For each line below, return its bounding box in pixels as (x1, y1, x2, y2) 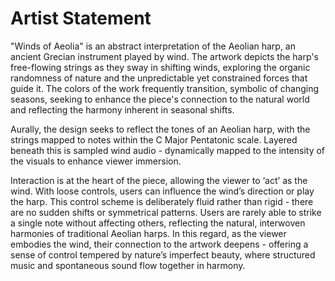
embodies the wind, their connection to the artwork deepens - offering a (10, 238, 309, 250)
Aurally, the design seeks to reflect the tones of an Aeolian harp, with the (10, 123, 311, 135)
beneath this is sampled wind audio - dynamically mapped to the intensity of (10, 144, 326, 156)
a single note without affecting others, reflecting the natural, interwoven (10, 217, 306, 229)
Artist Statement (10, 7, 152, 30)
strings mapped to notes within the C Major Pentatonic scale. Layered (10, 133, 298, 146)
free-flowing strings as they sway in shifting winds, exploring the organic (10, 61, 311, 73)
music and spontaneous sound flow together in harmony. (10, 259, 246, 271)
